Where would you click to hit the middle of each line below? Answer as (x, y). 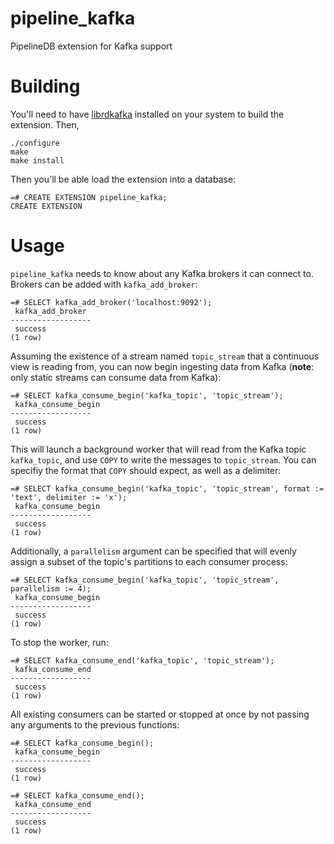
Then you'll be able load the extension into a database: (123, 179)
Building (45, 86)
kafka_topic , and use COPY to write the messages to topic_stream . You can (163, 459)
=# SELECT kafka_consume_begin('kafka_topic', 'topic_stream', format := (167, 488)
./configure (35, 143)
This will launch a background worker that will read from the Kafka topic (158, 449)
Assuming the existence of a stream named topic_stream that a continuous (165, 356)
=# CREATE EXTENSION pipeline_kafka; (89, 197)
